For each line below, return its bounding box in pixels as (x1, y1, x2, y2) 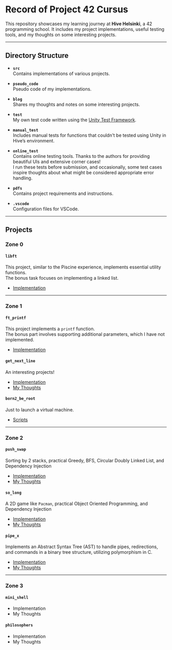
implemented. (5, 337, 34, 343)
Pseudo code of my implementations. (12, 86, 92, 92)
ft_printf (5, 315, 27, 320)
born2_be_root (5, 396, 36, 402)
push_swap (5, 447, 27, 452)
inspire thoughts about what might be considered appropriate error (12, 169, 155, 175)
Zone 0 (5, 241, 24, 248)
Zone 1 (5, 302, 22, 310)
